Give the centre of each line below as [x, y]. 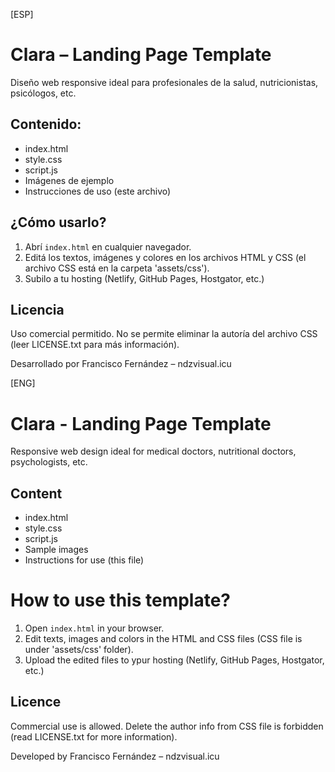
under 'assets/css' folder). [79, 650]
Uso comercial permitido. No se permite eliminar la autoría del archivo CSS [164, 334]
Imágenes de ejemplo [69, 180]
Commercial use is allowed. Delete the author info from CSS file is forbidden [167, 726]
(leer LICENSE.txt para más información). [95, 345]
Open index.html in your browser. [94, 628]
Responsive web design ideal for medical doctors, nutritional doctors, [153, 451]
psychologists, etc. [49, 462]
